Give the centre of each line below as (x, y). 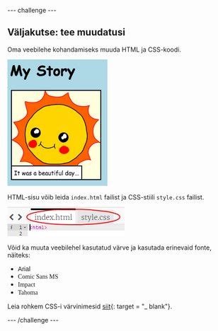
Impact (26, 285)
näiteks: (19, 255)
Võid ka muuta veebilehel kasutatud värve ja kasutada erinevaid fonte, (110, 248)
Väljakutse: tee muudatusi (67, 32)
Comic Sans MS (38, 276)
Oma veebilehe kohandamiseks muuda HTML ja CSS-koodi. (94, 50)
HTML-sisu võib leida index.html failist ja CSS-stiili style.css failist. (106, 197)
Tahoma (28, 292)
